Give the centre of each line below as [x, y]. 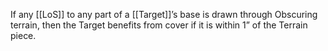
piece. [23, 35]
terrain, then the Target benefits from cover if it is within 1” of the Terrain [159, 25]
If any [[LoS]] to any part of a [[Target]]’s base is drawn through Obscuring [164, 14]
